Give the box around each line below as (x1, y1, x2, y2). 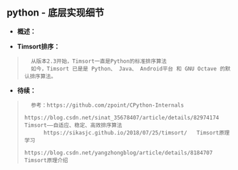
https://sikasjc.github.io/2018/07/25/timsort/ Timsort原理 (43, 129, 230, 137)
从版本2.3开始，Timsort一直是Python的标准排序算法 (31, 58, 167, 65)
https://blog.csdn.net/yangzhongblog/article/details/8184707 (24, 149, 213, 156)
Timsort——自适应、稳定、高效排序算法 (24, 122, 123, 129)
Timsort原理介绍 (24, 156, 68, 164)
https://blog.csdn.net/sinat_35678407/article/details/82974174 (24, 114, 219, 121)
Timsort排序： (16, 42, 61, 51)
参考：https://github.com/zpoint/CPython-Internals (31, 102, 185, 109)
